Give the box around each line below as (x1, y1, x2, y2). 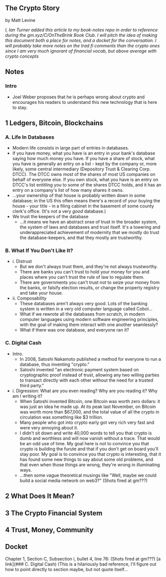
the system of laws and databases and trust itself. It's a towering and (19, 224, 161, 230)
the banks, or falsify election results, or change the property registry (19, 285, 160, 291)
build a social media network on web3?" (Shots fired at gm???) (19, 477, 148, 484)
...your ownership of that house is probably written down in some (12, 192, 146, 198)
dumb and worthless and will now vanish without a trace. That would (19, 435, 160, 441)
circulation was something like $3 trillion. (19, 414, 104, 420)
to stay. (12, 104, 28, 110)
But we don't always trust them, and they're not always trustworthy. (19, 263, 158, 270)
